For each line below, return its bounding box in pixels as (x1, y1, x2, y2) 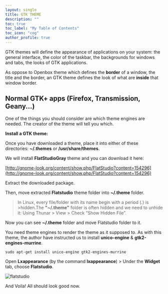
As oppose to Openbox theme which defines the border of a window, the (5, 69, 156, 75)
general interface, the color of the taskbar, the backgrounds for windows (5, 54, 155, 60)
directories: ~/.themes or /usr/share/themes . (5, 145, 100, 151)
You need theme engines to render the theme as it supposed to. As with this (5, 229, 161, 235)
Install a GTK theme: (5, 130, 48, 136)
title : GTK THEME (5, 12, 41, 17)
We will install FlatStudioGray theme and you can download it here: (5, 155, 144, 161)
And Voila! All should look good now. (5, 283, 80, 289)
